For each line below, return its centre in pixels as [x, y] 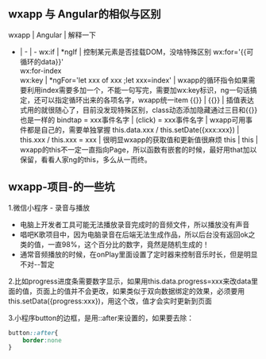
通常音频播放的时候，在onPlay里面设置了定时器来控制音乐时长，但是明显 [139, 254]
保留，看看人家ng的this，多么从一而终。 [86, 159]
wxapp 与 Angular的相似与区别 [85, 14]
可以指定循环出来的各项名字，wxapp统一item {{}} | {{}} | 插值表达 [147, 100]
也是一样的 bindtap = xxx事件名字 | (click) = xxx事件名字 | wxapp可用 [133, 120]
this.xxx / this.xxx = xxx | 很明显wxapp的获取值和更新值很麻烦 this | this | [139, 139]
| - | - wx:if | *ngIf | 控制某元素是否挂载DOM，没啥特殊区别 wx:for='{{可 [137, 52]
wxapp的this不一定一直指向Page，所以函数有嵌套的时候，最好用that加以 [138, 149]
